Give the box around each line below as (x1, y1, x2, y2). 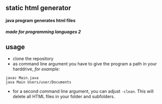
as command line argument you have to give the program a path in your (12, 61, 157, 67)
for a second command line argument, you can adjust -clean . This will (12, 88, 154, 94)
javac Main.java (5, 76, 39, 81)
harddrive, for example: (12, 66, 60, 72)
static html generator (5, 4, 71, 12)
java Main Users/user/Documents (5, 80, 71, 85)
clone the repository (12, 56, 54, 62)
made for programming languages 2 (5, 29, 81, 35)
